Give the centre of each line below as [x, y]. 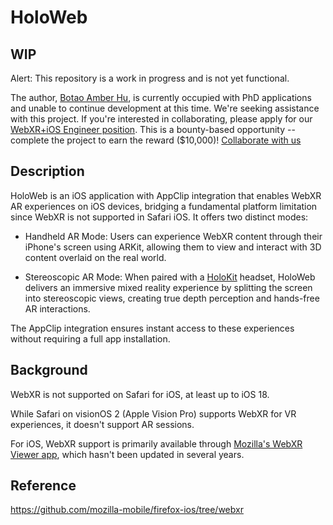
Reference [43, 486]
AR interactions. [57, 308]
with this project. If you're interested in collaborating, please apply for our [161, 119]
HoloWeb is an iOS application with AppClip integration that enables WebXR [166, 195]
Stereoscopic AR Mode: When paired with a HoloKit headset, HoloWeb [170, 277]
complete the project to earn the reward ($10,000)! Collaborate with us [156, 140]
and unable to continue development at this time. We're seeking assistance [165, 108]
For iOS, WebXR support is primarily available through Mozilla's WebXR [156, 443]
